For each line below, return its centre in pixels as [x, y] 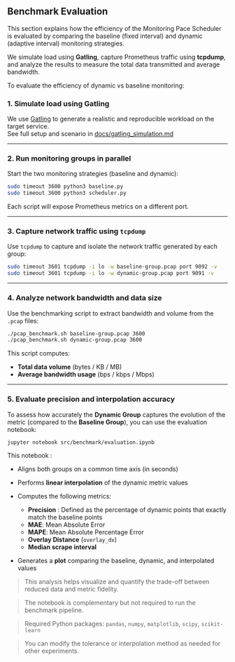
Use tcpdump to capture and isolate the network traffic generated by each [113, 246]
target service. [28, 126]
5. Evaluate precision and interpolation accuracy [91, 399]
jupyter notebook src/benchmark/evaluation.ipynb [81, 442]
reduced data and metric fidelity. [71, 589]
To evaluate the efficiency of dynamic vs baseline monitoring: [96, 85]
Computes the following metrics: [64, 496]
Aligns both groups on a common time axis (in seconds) [98, 469]
